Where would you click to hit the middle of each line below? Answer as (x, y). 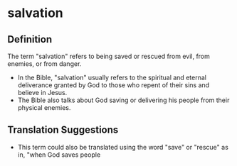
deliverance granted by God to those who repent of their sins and (114, 85)
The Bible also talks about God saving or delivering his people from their (123, 100)
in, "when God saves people (59, 155)
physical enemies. (44, 107)
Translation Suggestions (63, 130)
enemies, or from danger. (44, 64)
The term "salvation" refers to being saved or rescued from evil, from (109, 56)
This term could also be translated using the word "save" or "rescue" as (123, 147)
